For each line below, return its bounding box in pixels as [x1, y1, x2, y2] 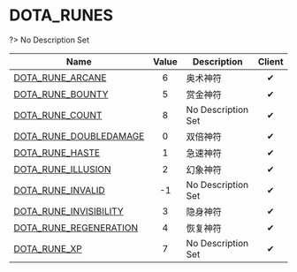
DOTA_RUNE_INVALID [13, 184, 106, 196]
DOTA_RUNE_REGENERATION [13, 222, 139, 234]
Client [257, 55, 284, 67]
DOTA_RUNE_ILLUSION [13, 162, 112, 175]
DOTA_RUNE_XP [13, 242, 82, 254]
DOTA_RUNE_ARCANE [13, 72, 107, 84]
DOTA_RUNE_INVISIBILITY [13, 205, 124, 217]
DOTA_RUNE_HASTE [13, 147, 100, 159]
